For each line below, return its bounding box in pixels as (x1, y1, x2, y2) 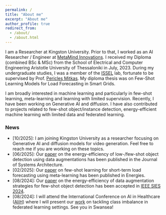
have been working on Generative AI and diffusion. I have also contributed (5, 101, 158, 107)
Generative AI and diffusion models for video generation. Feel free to (12, 141, 154, 147)
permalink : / (5, 7, 32, 12)
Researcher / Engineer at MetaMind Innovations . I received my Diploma (5, 54, 151, 60)
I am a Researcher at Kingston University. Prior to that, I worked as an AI (5, 48, 154, 55)
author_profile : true (5, 21, 50, 26)
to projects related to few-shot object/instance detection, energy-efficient (5, 106, 157, 112)
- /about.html (9, 35, 39, 40)
